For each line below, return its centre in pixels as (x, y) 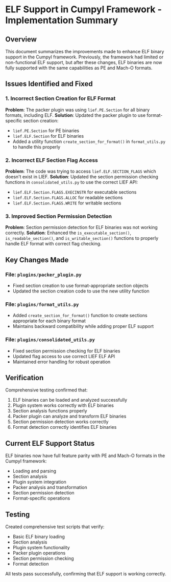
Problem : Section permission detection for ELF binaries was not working (82, 227)
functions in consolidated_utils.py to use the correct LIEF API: (72, 182)
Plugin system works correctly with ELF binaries (63, 405)
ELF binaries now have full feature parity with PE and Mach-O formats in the (85, 456)
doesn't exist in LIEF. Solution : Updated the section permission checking (82, 176)
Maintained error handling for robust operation (62, 362)
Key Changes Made (37, 260)
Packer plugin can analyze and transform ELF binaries (69, 417)
